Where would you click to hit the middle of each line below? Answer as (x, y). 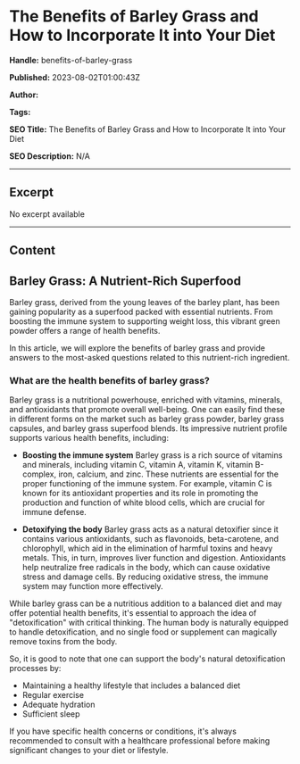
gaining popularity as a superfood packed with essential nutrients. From (142, 311)
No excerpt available (47, 214)
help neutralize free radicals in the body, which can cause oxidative (146, 568)
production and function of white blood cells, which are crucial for (143, 502)
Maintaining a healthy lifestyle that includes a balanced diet (131, 685)
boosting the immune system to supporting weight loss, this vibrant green (145, 321)
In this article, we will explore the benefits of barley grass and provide (137, 348)
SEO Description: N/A (50, 156)
